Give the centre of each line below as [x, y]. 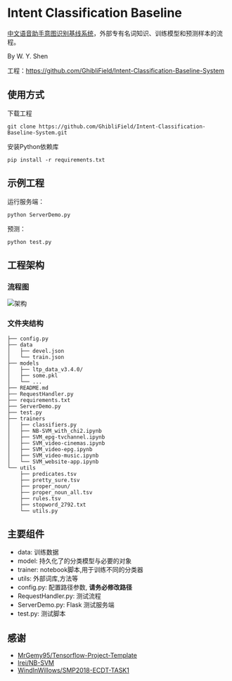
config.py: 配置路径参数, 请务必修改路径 [75, 588]
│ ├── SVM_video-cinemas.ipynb [56, 443]
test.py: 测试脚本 [41, 614]
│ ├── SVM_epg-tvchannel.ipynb [56, 437]
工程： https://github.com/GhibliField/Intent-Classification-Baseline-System [116, 70]
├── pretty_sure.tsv [50, 480]
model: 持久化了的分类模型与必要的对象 [75, 561]
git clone [22, 127]
